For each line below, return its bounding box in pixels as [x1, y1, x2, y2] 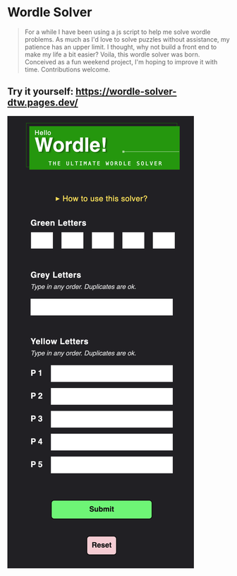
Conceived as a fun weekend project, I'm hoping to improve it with [24, 57, 218, 66]
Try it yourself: [7, 86, 74, 98]
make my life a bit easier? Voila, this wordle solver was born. [24, 50, 200, 59]
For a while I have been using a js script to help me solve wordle [24, 28, 211, 36]
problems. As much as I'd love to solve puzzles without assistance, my [24, 35, 231, 43]
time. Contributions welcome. [24, 65, 111, 74]
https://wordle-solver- [75, 86, 177, 98]
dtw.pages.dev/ [7, 97, 79, 109]
